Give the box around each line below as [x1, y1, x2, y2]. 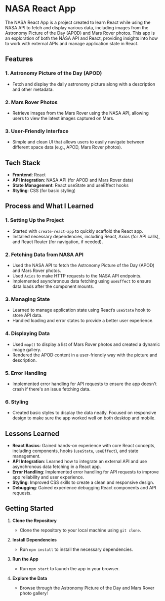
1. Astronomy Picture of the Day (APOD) [5, 70, 102, 77]
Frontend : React [12, 172, 46, 178]
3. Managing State [5, 296, 50, 303]
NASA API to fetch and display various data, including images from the [5, 24, 149, 30]
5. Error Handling [5, 369, 47, 376]
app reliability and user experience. [12, 474, 84, 480]
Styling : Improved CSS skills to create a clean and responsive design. [12, 479, 155, 485]
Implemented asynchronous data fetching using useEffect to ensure [12, 278, 152, 284]
